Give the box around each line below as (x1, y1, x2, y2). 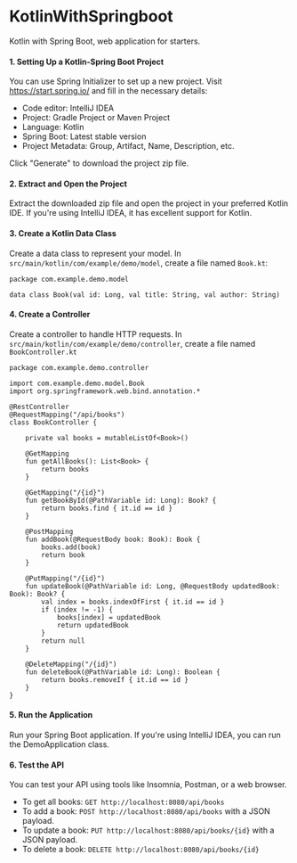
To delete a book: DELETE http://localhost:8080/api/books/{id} (21, 844, 260, 855)
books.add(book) (41, 542, 101, 552)
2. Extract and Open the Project (9, 178, 127, 189)
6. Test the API (9, 760, 65, 770)
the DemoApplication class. (9, 738, 109, 750)
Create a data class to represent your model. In (9, 248, 181, 259)
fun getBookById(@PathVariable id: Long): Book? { (25, 496, 217, 505)
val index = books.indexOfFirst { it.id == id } (41, 597, 225, 606)
